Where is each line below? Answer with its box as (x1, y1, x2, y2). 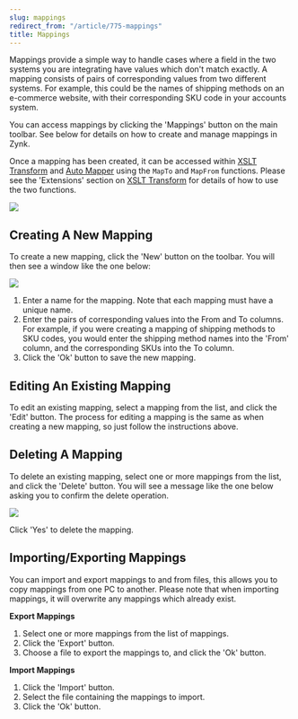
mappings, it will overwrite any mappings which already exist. (9, 593, 237, 604)
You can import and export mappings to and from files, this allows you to (9, 574, 278, 584)
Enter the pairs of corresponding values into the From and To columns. (22, 314, 285, 325)
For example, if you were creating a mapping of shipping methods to (22, 324, 276, 335)
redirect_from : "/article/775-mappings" (9, 22, 163, 31)
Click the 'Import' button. (22, 681, 115, 692)
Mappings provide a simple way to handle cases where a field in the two (9, 55, 276, 66)
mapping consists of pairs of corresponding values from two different (9, 74, 267, 84)
